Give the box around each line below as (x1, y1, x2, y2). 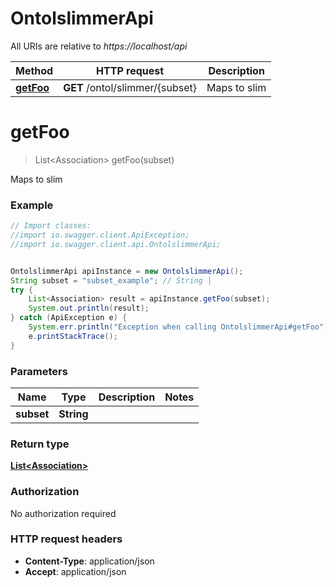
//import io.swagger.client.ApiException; (10, 230, 190, 241)
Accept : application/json (24, 565, 127, 577)
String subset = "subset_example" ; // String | (10, 275, 213, 286)
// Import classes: (10, 221, 92, 231)
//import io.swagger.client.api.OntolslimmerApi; (10, 239, 222, 249)
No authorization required (10, 507, 117, 519)
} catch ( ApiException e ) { (10, 313, 128, 323)
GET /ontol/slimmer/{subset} (63, 80, 198, 94)
